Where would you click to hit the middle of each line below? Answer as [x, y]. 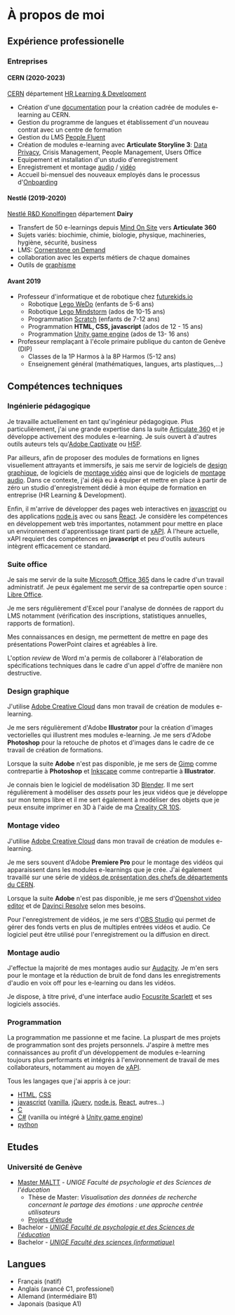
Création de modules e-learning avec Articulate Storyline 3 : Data [112, 144]
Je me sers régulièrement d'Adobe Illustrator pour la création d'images [110, 728]
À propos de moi [56, 15]
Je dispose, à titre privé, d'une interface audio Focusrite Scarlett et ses [110, 996]
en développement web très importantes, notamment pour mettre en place [115, 523]
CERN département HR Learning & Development [77, 93]
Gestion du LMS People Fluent [61, 137]
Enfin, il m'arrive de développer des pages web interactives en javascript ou [117, 509]
